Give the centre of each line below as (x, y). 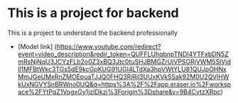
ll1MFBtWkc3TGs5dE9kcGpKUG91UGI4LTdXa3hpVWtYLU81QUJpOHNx (122, 69)
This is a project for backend (93, 13)
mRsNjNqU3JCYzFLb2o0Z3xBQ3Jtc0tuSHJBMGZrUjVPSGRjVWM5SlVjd (124, 61)
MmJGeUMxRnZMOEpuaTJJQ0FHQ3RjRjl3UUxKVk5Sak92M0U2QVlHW (123, 77)
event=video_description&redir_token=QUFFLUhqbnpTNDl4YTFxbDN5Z (123, 54)
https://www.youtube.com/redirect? (109, 46)
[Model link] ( (37, 46)
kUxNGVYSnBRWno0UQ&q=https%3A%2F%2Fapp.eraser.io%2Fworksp (124, 84)
